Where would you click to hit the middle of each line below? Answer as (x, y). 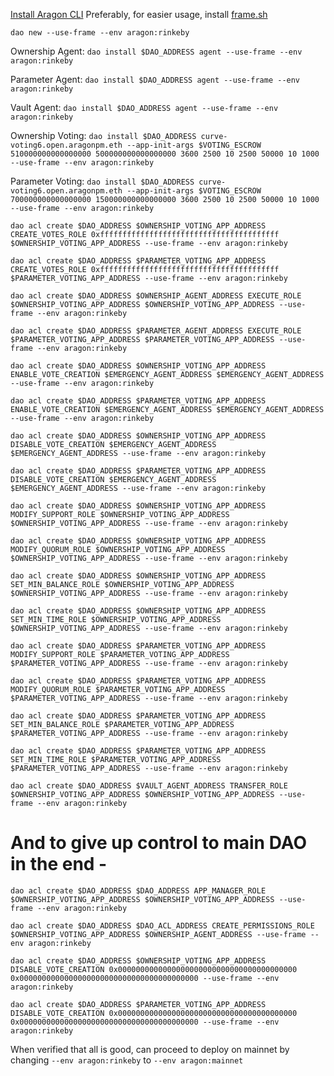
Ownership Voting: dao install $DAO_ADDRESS (103, 135)
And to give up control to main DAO (159, 843)
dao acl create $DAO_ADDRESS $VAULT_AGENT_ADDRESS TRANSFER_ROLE (149, 786)
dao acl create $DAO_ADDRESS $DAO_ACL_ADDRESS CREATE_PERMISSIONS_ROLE (162, 925)
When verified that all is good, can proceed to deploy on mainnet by (150, 1049)
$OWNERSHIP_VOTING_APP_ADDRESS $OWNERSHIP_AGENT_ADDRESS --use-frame (158, 934)
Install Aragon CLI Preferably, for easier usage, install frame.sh (139, 14)
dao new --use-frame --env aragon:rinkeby (100, 33)
